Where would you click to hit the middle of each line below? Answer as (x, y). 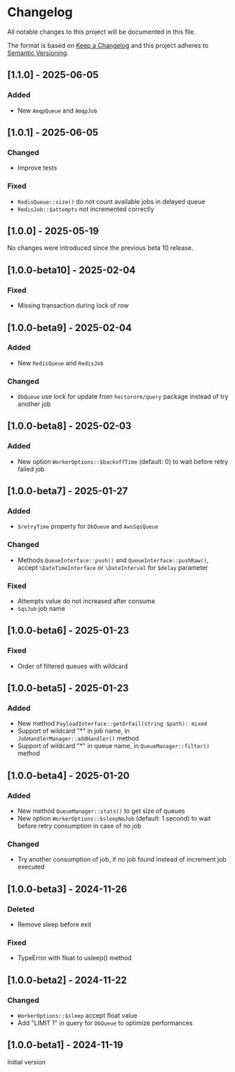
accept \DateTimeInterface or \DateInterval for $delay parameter (113, 567)
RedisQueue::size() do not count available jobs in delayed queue (111, 201)
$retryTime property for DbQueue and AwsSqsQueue (88, 526)
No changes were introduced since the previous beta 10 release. (100, 248)
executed (31, 867)
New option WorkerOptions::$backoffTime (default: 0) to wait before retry (123, 461)
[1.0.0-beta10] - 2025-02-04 (72, 270)
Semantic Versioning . (38, 53)
